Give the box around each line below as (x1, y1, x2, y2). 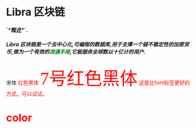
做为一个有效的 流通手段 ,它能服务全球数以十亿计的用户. (12, 48, 146, 55)
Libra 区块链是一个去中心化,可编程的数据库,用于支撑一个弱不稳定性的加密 (6, 41, 184, 48)
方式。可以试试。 (6, 90, 48, 97)
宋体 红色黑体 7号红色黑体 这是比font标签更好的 (6, 68, 190, 88)
